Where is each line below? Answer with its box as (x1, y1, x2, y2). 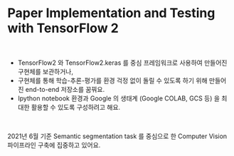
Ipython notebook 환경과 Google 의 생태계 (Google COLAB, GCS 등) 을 (17, 94, 220, 103)
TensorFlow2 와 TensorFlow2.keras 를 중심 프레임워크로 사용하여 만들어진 (17, 58, 228, 67)
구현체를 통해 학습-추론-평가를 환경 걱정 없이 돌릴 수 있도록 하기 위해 (17, 76, 208, 85)
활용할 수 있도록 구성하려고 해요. (31, 103, 121, 111)
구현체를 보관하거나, (17, 67, 73, 76)
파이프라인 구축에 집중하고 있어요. (7, 140, 101, 149)
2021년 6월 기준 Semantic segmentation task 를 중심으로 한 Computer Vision (7, 132, 228, 140)
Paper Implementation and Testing (7, 5, 216, 21)
